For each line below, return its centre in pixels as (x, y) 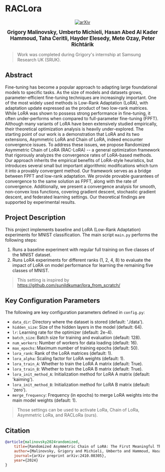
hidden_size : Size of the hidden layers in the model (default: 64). (78, 327)
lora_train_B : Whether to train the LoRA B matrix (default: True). (78, 369)
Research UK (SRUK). (39, 60)
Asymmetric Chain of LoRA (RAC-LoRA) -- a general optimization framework (82, 150)
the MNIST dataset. (32, 254)
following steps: (21, 240)
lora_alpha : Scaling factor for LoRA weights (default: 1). (69, 359)
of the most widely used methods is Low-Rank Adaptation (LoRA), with (77, 103)
